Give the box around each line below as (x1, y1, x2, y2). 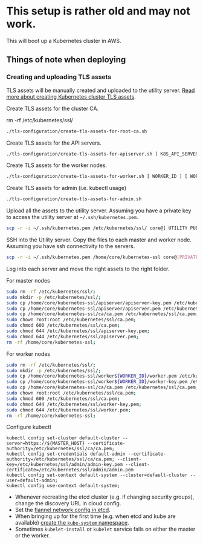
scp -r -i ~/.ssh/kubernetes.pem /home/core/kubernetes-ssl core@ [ (6, 254, 180, 260)
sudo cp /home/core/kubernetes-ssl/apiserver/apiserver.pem (6, 306, 161, 312)
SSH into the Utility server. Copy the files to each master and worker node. (6, 236, 192, 243)
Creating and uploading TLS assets (6, 73, 112, 81)
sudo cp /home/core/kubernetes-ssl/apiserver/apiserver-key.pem (6, 300, 172, 306)
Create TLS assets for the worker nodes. (6, 162, 108, 169)
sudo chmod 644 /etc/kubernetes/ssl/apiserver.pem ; (6, 333, 139, 339)
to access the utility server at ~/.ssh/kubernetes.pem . (6, 214, 138, 221)
